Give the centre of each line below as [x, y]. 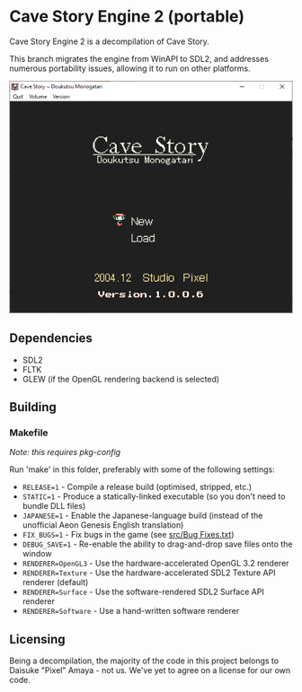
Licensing [37, 639]
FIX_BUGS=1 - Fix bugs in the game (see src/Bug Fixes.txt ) [129, 535]
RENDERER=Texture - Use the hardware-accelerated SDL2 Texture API [149, 573]
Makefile [29, 433]
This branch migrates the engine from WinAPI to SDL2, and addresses [139, 58]
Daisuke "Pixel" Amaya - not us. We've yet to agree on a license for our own [150, 670]
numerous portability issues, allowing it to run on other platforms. [130, 68]
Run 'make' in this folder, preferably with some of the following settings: [142, 469]
